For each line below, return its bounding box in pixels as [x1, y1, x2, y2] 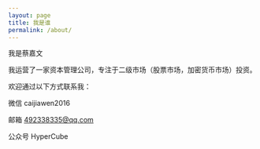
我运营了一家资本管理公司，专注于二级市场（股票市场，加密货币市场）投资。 [8, 65, 257, 74]
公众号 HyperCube [8, 132, 69, 141]
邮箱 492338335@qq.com [8, 115, 95, 125]
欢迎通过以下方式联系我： [8, 82, 91, 91]
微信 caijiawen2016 [8, 99, 71, 108]
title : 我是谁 [8, 19, 51, 27]
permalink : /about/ [8, 26, 72, 34]
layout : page [8, 11, 51, 20]
